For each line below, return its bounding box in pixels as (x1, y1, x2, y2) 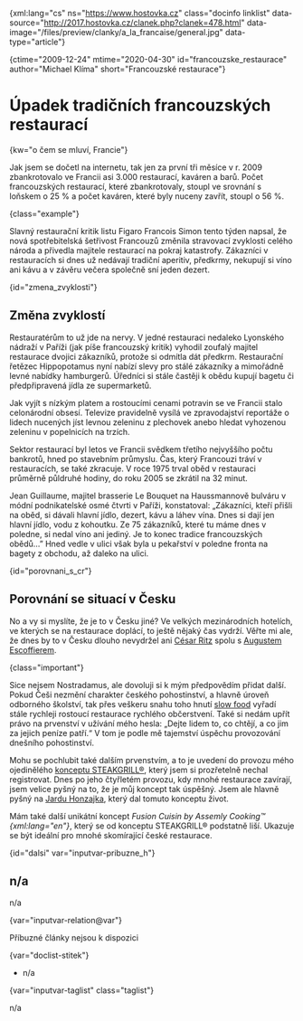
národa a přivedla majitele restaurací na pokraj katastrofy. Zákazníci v (9, 244, 269, 256)
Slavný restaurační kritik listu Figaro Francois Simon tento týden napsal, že (9, 225, 288, 236)
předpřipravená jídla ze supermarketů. (9, 380, 152, 391)
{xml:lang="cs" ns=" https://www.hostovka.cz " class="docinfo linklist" (9, 8, 270, 18)
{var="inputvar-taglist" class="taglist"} (9, 985, 155, 996)
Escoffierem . (9, 644, 57, 655)
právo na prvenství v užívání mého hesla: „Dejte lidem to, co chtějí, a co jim (9, 718, 289, 729)
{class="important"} (9, 662, 84, 673)
